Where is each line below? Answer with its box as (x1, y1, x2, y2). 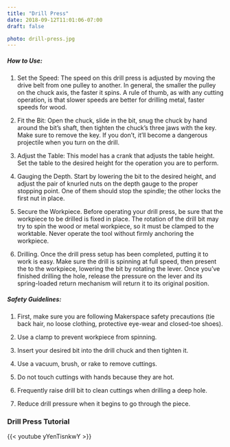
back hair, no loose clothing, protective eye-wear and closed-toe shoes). (16, 320, 223, 328)
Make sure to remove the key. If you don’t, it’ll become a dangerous (16, 131, 208, 140)
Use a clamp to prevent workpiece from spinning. (16, 333, 157, 341)
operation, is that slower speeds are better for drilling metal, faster (16, 96, 205, 104)
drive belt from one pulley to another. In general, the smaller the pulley (16, 81, 216, 89)
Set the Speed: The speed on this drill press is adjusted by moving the (16, 74, 216, 83)
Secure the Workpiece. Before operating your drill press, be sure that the (16, 208, 223, 216)
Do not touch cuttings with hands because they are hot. (16, 373, 175, 382)
